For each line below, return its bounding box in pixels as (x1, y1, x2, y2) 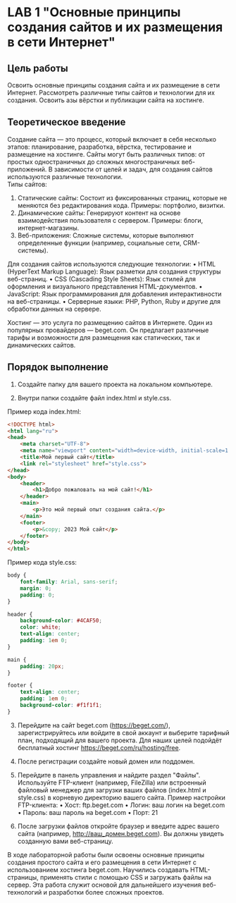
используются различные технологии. (7, 172, 123, 180)
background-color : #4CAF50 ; (20, 618, 102, 625)
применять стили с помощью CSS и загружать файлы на (39, 873, 211, 881)
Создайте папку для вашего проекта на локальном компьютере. (17, 380, 213, 388)
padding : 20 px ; (20, 663, 65, 670)
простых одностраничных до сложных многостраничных (7, 157, 180, 166)
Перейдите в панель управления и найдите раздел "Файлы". (17, 770, 201, 779)
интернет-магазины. (17, 223, 80, 232)
